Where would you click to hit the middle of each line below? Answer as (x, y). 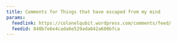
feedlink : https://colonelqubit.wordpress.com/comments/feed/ (92, 23)
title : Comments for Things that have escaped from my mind (84, 12)
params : (16, 17)
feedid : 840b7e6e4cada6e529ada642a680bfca (66, 29)
